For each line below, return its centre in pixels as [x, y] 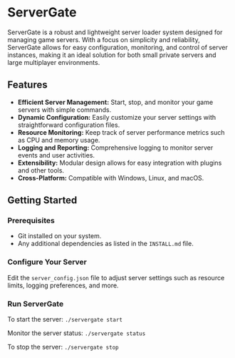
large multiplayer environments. [54, 62]
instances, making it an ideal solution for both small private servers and [112, 55]
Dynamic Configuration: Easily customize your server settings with [117, 117]
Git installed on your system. [59, 236]
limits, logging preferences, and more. [63, 285]
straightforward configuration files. [69, 125]
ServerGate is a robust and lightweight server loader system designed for [115, 32]
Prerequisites [31, 220]
